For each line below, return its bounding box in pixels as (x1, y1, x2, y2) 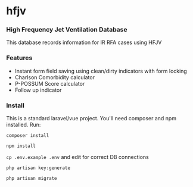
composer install (6, 133, 49, 139)
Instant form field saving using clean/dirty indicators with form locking (14, 67, 188, 74)
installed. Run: (6, 121, 41, 129)
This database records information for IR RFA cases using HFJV (6, 39, 162, 46)
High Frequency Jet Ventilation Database (6, 26, 127, 34)
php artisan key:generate (6, 165, 70, 171)
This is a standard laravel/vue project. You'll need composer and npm (6, 115, 177, 122)
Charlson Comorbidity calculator (14, 73, 95, 81)
